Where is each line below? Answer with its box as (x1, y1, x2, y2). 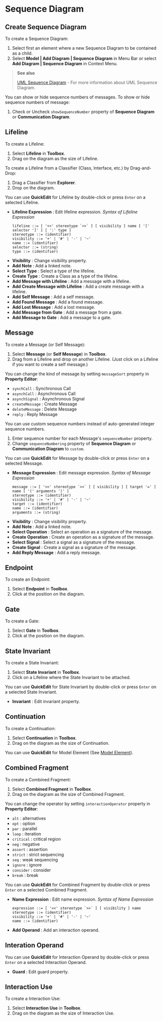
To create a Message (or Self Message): (5, 341, 86, 347)
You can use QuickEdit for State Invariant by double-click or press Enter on (5, 684, 157, 690)
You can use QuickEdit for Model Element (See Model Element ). (5, 749, 134, 756)
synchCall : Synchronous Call (12, 385, 72, 391)
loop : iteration (12, 831, 41, 836)
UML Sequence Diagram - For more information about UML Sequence (17, 79, 158, 85)
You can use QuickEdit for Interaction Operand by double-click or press (5, 954, 149, 960)
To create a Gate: (5, 618, 40, 624)
